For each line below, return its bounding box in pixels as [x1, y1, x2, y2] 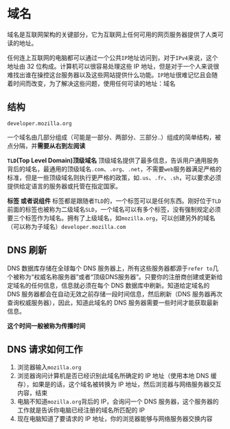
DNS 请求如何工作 [7, 343, 83, 355]
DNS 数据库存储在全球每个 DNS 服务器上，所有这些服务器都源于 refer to [7, 264, 213, 272]
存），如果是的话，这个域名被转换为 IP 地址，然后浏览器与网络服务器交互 [16, 380, 222, 388]
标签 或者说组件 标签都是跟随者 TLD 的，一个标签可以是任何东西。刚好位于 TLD [7, 197, 222, 205]
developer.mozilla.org [7, 120, 72, 127]
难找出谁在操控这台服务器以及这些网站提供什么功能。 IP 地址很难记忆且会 [7, 70, 212, 79]
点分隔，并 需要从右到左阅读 [7, 142, 86, 150]
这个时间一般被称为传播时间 [7, 321, 86, 330]
